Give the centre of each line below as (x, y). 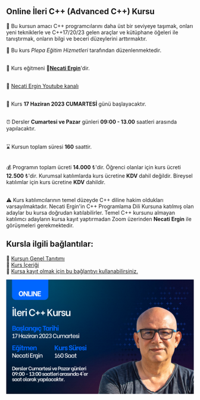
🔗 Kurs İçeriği (23, 265)
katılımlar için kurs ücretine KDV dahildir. (56, 182)
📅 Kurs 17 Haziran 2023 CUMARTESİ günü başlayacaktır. (76, 104)
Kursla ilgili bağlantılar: (50, 244)
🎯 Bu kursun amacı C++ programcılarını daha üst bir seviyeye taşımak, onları (100, 26)
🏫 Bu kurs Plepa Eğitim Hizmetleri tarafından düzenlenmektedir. (84, 50)
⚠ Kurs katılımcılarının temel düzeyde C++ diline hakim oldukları (85, 200)
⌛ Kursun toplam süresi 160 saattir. (49, 147)
